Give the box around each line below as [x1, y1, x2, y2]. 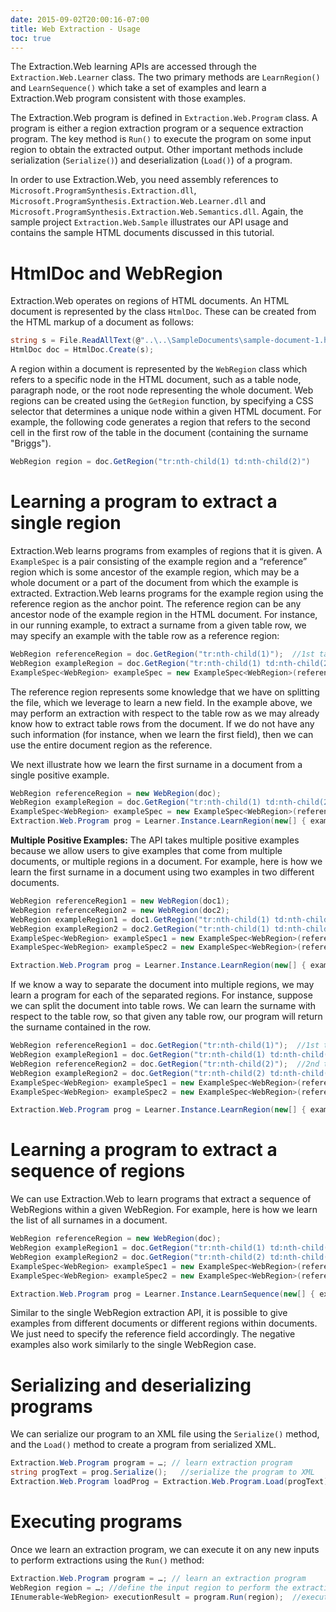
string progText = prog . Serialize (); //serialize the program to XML [10, 1467, 315, 1478]
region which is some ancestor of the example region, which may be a [10, 566, 300, 578]
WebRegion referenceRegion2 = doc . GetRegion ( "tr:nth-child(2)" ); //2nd [10, 1059, 320, 1069]
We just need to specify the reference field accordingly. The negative [10, 1328, 296, 1340]
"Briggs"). [10, 437, 52, 450]
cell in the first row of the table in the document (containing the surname [10, 427, 309, 439]
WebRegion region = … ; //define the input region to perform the [10, 1582, 288, 1593]
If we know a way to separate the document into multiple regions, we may [10, 979, 315, 991]
